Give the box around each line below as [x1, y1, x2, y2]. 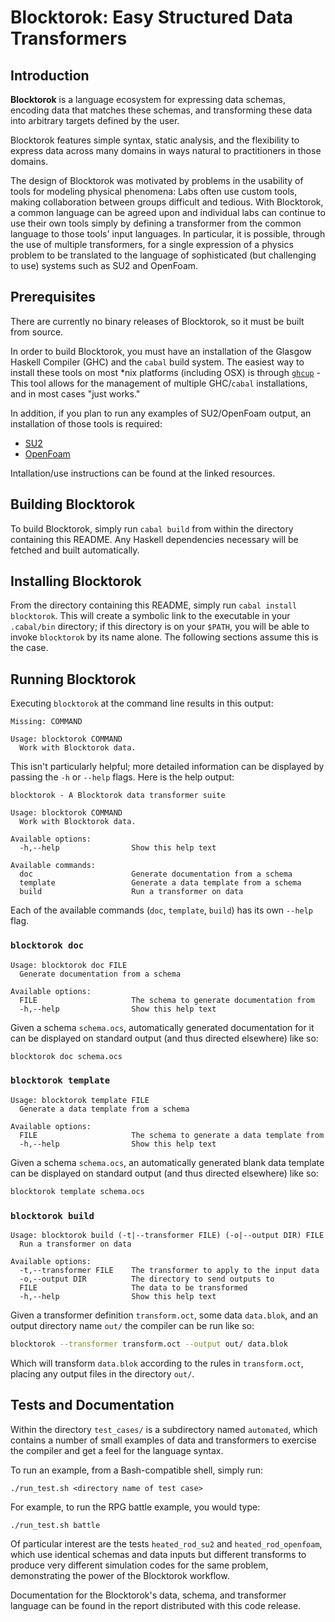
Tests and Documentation [10, 1397, 175, 1414]
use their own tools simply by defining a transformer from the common [10, 217, 302, 229]
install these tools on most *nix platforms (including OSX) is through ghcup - [10, 366, 322, 378]
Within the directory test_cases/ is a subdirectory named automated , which [10, 1423, 318, 1435]
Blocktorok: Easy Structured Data [10, 6, 294, 29]
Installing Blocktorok [10, 573, 142, 590]
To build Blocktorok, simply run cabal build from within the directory [10, 522, 294, 535]
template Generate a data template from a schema [19, 878, 302, 888]
